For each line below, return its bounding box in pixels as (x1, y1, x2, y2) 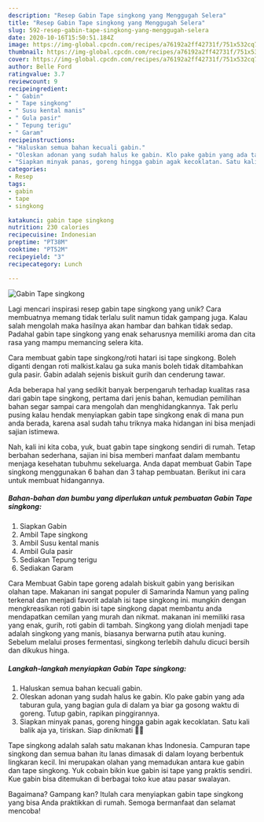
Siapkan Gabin (19, 522, 67, 531)
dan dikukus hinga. (8, 645, 70, 655)
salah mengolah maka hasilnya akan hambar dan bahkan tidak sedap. (8, 321, 233, 330)
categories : (8, 166, 47, 173)
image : (8, 41, 30, 49)
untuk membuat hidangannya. (8, 475, 104, 485)
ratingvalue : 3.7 (8, 70, 65, 78)
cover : (8, 56, 30, 64)
